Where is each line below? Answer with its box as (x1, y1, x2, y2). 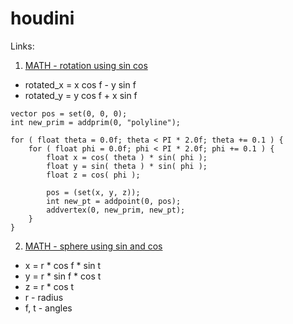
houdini (10, 7, 75, 30)
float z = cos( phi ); (46, 170, 141, 180)
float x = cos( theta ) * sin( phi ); (46, 152, 208, 162)
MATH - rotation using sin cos (24, 59, 148, 71)
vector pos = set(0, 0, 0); (10, 108, 128, 119)
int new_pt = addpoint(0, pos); (46, 196, 182, 206)
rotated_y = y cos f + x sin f (24, 89, 138, 101)
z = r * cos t (24, 280, 75, 292)
